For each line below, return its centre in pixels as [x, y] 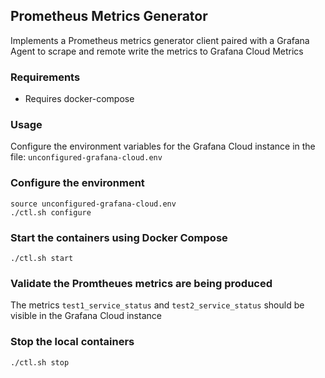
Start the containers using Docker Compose [119, 237]
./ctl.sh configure [51, 212]
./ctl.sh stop [40, 362]
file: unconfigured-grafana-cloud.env [86, 157]
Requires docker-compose [79, 99]
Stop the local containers [72, 342]
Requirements [45, 77]
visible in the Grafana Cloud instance [86, 316]
